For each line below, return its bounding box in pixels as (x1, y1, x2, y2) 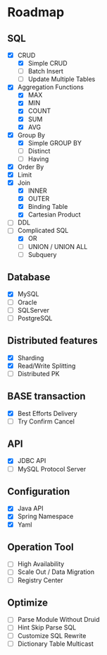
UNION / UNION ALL (27, 242, 88, 251)
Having (27, 155, 49, 163)
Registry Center (17, 576, 63, 584)
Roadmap (7, 4, 65, 20)
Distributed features (7, 335, 99, 347)
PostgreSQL (17, 313, 53, 322)
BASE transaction (7, 390, 86, 402)
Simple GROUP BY (27, 138, 82, 147)
